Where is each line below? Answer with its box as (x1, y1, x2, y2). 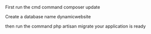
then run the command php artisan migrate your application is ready (5, 23, 146, 29)
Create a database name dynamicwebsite (5, 14, 91, 19)
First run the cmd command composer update (5, 4, 100, 10)
